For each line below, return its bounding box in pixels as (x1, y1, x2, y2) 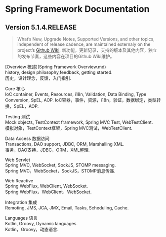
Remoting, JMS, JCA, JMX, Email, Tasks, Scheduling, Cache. (5, 205, 129, 210)
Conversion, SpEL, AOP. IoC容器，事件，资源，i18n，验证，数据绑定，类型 (5, 97, 157, 103)
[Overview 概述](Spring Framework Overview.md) (5, 64, 106, 69)
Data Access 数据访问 (5, 135, 49, 141)
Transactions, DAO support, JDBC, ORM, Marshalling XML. (5, 141, 124, 147)
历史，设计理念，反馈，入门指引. (5, 75, 72, 81)
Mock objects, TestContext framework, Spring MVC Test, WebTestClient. (5, 119, 153, 125)
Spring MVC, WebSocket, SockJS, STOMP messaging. (5, 162, 116, 168)
